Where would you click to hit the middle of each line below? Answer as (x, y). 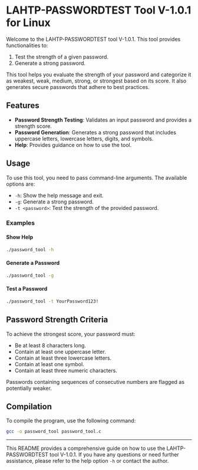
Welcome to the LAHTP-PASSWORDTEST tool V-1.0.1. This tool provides (93, 39)
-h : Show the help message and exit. (59, 195)
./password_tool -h (30, 249)
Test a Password (27, 289)
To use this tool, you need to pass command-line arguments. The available (97, 178)
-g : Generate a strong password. (54, 202)
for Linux (29, 23)
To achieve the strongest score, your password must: (71, 334)
